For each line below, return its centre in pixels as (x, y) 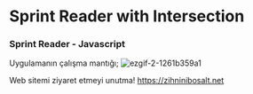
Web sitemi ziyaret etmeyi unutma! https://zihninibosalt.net (117, 81)
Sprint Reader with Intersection (127, 16)
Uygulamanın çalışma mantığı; (64, 63)
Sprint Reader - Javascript (67, 44)
